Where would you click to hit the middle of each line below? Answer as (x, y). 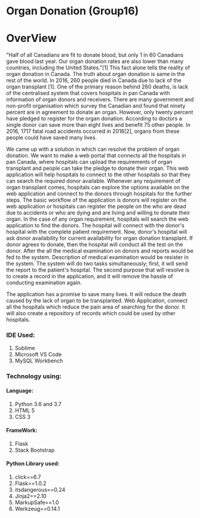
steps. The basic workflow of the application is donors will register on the (96, 200)
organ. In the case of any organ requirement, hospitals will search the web (98, 219)
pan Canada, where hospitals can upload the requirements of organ (89, 162)
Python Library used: (33, 464)
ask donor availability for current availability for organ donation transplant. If (99, 238)
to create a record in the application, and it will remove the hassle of (90, 276)
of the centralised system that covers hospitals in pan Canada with (88, 93)
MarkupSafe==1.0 (37, 502)
